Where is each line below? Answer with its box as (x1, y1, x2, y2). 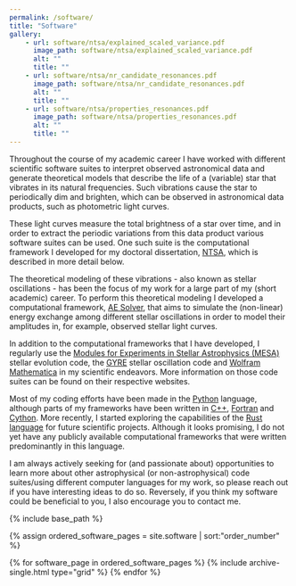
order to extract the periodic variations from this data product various (9, 227, 265, 238)
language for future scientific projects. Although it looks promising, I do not (9, 421, 285, 433)
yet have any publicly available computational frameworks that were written (9, 431, 287, 442)
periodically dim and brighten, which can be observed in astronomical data (9, 191, 284, 202)
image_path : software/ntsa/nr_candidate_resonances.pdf (32, 79, 245, 88)
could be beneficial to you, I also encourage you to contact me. (9, 496, 242, 507)
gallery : (9, 29, 42, 38)
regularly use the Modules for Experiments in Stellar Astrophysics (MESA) (9, 347, 280, 358)
